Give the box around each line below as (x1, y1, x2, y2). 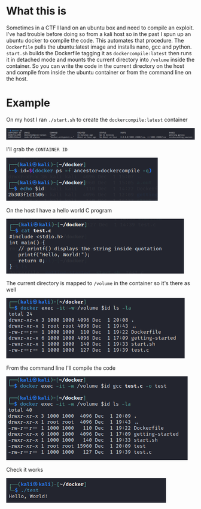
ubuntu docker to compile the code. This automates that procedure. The (6, 37, 184, 44)
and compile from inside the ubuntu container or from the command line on (6, 68, 191, 76)
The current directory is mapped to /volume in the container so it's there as (6, 279, 190, 286)
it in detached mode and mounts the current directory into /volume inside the (6, 56, 195, 63)
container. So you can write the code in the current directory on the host (6, 62, 184, 70)
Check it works (6, 466, 44, 473)
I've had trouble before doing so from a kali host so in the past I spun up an (6, 30, 191, 37)
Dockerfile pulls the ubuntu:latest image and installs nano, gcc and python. (6, 43, 192, 50)
